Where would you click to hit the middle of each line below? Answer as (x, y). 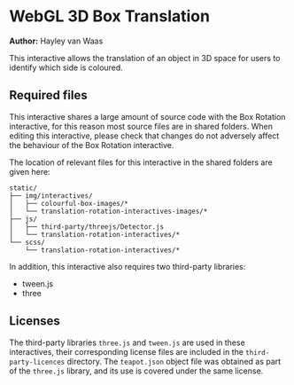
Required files (48, 95)
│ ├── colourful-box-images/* (69, 203)
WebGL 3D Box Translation (110, 16)
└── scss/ (27, 242)
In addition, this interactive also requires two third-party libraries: (128, 266)
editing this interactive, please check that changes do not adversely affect (144, 136)
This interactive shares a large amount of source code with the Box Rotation (147, 116)
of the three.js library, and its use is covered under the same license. (136, 371)
